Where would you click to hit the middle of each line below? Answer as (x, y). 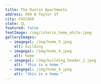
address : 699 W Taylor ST (32, 14)
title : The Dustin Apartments (36, 10)
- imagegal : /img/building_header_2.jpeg (53, 60)
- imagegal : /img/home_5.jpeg (41, 42)
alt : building (28, 46)
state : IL (15, 23)
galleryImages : (21, 38)
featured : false (22, 28)
